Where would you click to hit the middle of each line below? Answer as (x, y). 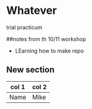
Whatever (32, 11)
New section (31, 70)
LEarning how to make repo (49, 51)
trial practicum (24, 27)
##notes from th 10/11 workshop (46, 39)
